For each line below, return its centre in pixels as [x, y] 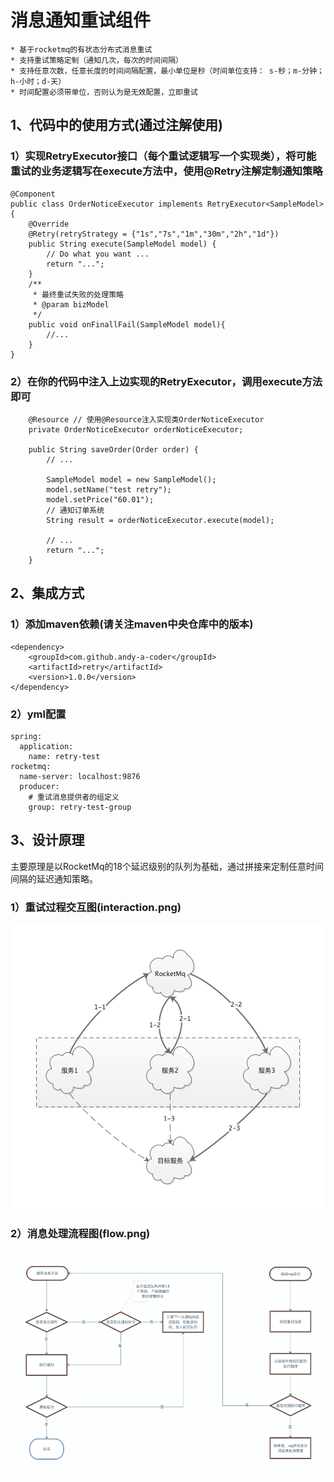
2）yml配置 [38, 714]
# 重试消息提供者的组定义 [74, 797]
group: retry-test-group [80, 807]
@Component [33, 194]
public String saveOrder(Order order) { [113, 449]
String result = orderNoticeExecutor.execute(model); [160, 520]
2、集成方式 [47, 593]
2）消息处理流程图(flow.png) [80, 1234]
